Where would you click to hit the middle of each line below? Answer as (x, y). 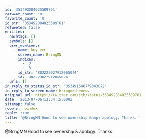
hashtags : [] (22, 37)
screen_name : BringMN (40, 54)
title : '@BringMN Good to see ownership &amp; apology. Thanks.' (72, 117)
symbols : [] (22, 41)
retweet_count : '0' (25, 14)
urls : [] (18, 81)
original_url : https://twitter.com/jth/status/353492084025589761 (73, 95)
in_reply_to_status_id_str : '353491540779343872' (56, 86)
